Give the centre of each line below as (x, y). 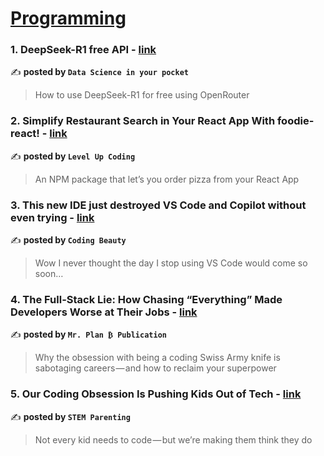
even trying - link (52, 217)
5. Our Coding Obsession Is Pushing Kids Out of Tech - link (156, 394)
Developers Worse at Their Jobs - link (104, 312)
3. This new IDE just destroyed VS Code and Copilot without (158, 205)
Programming (68, 18)
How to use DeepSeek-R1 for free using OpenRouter (142, 95)
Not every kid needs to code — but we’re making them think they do (173, 439)
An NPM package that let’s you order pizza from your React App (167, 179)
